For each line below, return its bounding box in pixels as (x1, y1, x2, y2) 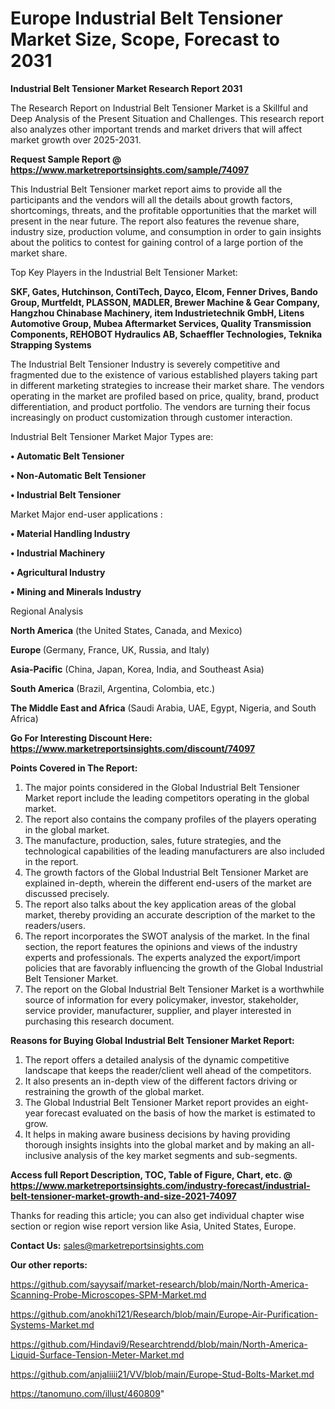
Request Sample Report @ (10, 153, 122, 165)
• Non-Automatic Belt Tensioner (10, 469, 147, 481)
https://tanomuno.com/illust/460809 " (10, 1387, 165, 1399)
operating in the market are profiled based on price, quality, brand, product (10, 390, 320, 402)
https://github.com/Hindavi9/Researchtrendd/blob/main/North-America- (10, 1338, 308, 1350)
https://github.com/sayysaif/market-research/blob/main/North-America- (10, 1278, 309, 1290)
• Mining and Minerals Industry (10, 585, 142, 597)
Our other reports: (10, 1258, 88, 1271)
